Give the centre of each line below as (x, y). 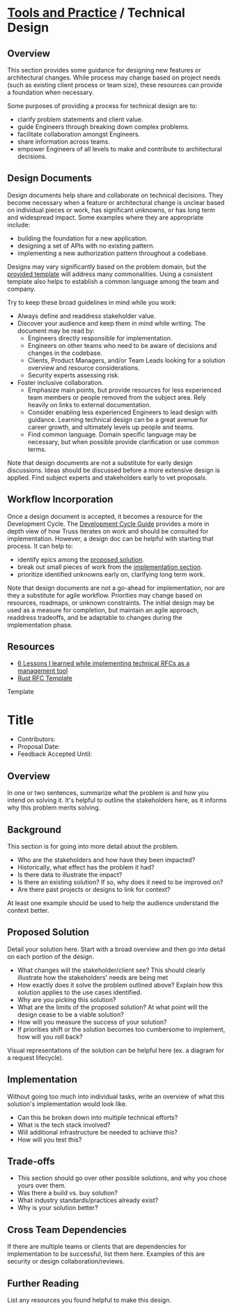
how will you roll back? (50, 1036)
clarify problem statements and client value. (80, 119)
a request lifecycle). (36, 1057)
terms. (37, 449)
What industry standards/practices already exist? (88, 1200)
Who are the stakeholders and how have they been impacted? (106, 860)
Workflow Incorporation (60, 500)
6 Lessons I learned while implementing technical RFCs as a (103, 663)
